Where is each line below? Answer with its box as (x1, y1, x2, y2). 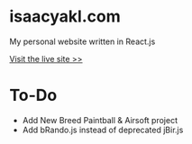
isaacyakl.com (9, 6, 121, 27)
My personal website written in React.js (9, 36, 156, 47)
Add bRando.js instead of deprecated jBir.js (22, 124, 184, 135)
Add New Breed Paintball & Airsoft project (22, 114, 178, 125)
